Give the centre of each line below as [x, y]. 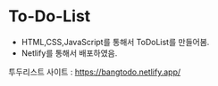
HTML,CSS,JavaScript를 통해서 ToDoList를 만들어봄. [115, 42]
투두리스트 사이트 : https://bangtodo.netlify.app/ [94, 72]
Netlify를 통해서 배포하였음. [69, 53]
